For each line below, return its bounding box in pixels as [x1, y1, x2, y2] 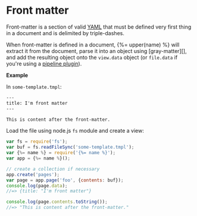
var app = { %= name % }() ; [6, 155, 70, 161]
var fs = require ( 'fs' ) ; [6, 139, 68, 145]
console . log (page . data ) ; [6, 183, 68, 189]
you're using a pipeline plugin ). [6, 60, 82, 67]
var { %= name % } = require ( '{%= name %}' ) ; [6, 150, 116, 156]
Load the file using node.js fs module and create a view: [6, 127, 144, 134]
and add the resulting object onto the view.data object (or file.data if [6, 54, 178, 61]
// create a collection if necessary [6, 166, 100, 172]
